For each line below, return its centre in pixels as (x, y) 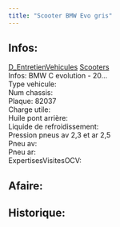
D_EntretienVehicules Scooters (59, 67)
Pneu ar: (22, 152)
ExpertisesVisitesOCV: (45, 161)
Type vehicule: (32, 84)
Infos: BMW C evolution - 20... (58, 76)
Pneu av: (23, 144)
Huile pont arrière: (38, 118)
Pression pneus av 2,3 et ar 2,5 (60, 135)
